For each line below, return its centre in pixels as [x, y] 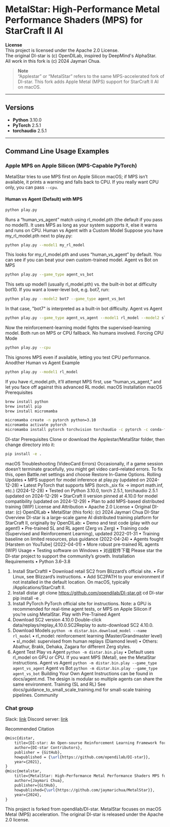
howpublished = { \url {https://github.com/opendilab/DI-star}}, [82, 757]
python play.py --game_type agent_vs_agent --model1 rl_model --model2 [82, 318]
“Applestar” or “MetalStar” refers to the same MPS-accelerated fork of [91, 76]
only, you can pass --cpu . [32, 187]
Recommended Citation [30, 729]
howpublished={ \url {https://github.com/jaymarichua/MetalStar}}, [85, 790]
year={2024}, [28, 795]
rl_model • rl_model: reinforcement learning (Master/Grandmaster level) [87, 636]
